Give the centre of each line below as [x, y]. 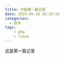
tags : [10, 28]
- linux [21, 37]
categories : [17, 18]
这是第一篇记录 [20, 51]
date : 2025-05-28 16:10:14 [32, 14]
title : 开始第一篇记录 [25, 9]
